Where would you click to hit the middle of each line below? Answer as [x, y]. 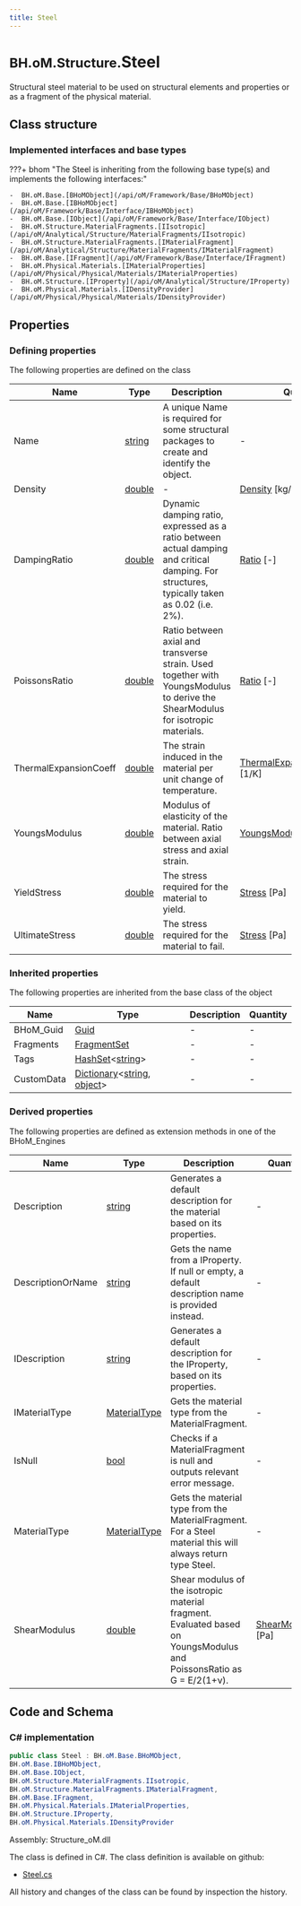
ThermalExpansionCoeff [65, 767]
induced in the [193, 757]
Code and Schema [61, 1712]
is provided [193, 1304]
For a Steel [193, 1531]
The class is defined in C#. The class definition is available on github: [137, 1858]
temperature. [190, 790]
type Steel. [193, 1564]
